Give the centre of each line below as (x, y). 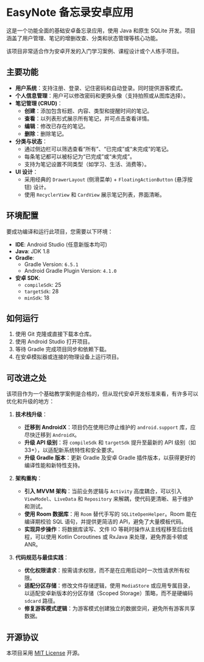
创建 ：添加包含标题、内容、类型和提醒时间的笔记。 (88, 111)
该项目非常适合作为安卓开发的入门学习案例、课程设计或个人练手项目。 (94, 51)
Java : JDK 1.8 (32, 251)
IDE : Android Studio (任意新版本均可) (61, 244)
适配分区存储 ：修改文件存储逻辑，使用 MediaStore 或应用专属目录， (109, 586)
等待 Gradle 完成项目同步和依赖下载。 (62, 349)
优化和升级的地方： (30, 401)
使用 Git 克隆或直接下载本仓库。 (55, 334)
